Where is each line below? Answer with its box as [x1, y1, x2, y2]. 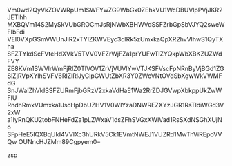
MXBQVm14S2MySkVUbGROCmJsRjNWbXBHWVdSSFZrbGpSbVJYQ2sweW [7, 21, 225, 28]
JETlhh [7, 13, 28, 21]
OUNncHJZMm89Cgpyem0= [18, 138, 101, 145]
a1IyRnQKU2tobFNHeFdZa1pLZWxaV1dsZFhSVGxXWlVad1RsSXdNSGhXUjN [7, 116, 222, 123]
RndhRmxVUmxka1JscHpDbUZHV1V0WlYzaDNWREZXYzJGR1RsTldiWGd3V [7, 101, 224, 109]
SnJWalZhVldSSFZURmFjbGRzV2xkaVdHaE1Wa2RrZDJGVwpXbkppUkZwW [7, 86, 222, 94]
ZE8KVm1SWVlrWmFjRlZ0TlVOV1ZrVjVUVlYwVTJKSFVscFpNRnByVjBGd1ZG [7, 65, 224, 72]
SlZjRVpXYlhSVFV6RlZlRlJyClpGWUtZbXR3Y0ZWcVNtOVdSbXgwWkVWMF [7, 72, 222, 80]
